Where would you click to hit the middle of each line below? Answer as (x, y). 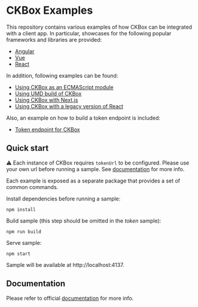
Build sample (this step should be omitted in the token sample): (84, 221)
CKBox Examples (50, 10)
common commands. (32, 187)
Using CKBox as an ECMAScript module (64, 87)
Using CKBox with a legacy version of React (69, 106)
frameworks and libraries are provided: (54, 39)
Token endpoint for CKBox (47, 129)
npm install (21, 209)
